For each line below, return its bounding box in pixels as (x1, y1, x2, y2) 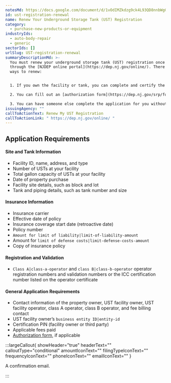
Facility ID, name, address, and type (12, 160, 88, 166)
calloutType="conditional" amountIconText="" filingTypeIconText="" (5, 348, 149, 354)
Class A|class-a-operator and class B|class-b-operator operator (12, 266, 152, 272)
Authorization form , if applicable (12, 332, 80, 339)
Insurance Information (5, 199, 53, 205)
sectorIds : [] (5, 45, 36, 51)
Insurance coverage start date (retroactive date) (12, 221, 113, 227)
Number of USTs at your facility (12, 165, 79, 172)
